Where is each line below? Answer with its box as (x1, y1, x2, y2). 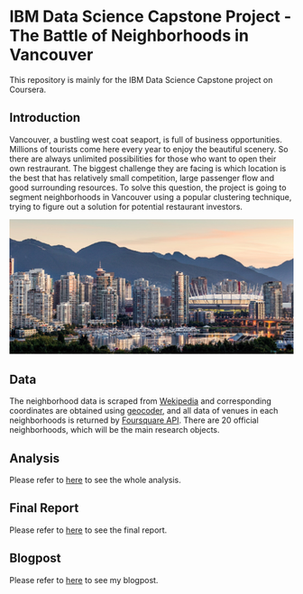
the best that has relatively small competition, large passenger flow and (9, 172, 275, 183)
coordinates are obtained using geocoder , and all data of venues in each (9, 406, 279, 416)
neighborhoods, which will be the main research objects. (9, 425, 220, 435)
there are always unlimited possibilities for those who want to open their (9, 153, 277, 164)
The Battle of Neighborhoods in (9, 25, 250, 46)
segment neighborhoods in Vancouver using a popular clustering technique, (9, 191, 292, 202)
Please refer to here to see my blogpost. (9, 574, 159, 585)
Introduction (9, 110, 81, 125)
